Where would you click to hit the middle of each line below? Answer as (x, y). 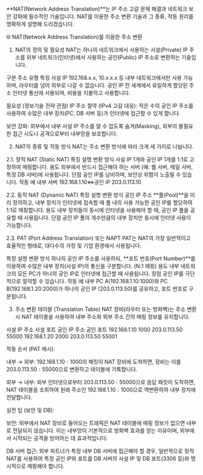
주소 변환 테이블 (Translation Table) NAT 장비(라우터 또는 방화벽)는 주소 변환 (106, 309)
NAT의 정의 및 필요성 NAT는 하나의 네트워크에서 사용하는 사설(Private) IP (101, 50)
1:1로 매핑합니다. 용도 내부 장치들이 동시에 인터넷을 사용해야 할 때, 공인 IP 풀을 (98, 210)
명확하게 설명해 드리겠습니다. (40, 24)
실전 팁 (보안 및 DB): (30, 410)
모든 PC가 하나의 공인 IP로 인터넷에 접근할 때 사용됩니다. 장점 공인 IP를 (101, 274)
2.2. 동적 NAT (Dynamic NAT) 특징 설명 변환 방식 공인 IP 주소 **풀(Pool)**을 (98, 195)
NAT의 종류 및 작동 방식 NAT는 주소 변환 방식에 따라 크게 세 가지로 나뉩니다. (104, 146)
